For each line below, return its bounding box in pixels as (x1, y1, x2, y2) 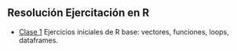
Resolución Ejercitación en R (7, 6, 150, 20)
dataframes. (18, 35, 58, 45)
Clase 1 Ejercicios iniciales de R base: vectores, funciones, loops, (18, 27, 229, 36)
